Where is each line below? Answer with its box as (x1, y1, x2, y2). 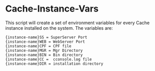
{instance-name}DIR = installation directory (5, 61, 103, 66)
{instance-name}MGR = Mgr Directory (5, 48, 83, 53)
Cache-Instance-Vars (5, 3, 99, 15)
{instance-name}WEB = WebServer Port (5, 39, 85, 44)
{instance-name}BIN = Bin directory (5, 52, 83, 57)
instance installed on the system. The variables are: (5, 25, 113, 31)
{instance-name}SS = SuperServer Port (5, 35, 87, 40)
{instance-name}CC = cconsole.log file (5, 56, 92, 62)
